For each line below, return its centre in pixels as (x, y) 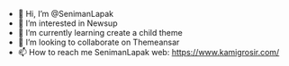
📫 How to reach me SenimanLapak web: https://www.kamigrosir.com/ (149, 52)
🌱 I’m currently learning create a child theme (100, 33)
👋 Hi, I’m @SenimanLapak (66, 14)
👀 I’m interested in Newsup (68, 23)
